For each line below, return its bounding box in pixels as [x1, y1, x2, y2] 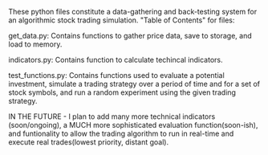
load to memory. [8, 39, 63, 49]
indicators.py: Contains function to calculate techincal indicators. [8, 55, 223, 64]
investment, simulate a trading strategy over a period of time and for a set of [8, 80, 261, 88]
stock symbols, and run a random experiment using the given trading [8, 88, 237, 97]
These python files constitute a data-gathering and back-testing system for [8, 7, 258, 16]
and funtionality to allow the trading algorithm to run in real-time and [8, 128, 234, 138]
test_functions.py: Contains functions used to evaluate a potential [8, 71, 225, 80]
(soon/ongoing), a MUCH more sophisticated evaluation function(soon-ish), [8, 120, 258, 129]
